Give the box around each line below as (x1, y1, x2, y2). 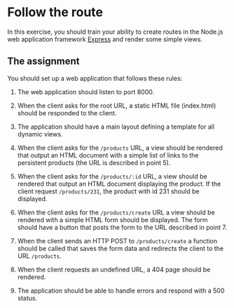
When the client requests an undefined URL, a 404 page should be (17, 265, 211, 274)
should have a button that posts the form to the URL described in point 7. (17, 223, 228, 231)
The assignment (7, 56, 80, 68)
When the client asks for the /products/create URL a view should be (17, 208, 215, 217)
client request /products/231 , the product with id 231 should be (17, 187, 200, 195)
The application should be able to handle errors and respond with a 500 (17, 286, 225, 295)
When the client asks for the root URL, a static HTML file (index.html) (17, 101, 216, 110)
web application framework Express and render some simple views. (7, 34, 203, 43)
